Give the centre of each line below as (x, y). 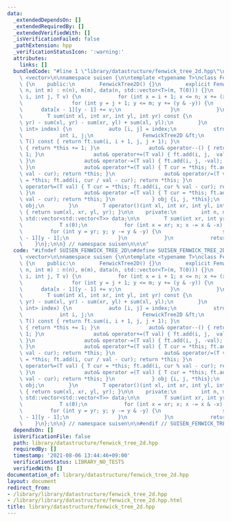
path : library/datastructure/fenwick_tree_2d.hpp (86, 443)
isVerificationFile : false (52, 436)
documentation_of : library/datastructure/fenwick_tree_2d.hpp (98, 475)
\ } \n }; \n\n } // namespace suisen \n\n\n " (84, 244)
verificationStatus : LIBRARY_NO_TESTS (69, 462)
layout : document (32, 481)
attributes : (31, 59)
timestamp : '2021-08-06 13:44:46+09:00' (72, 456)
